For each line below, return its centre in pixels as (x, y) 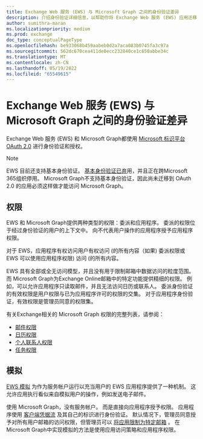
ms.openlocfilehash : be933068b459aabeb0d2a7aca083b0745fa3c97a (88, 46)
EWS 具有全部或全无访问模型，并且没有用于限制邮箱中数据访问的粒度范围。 (100, 271)
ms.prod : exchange (29, 35)
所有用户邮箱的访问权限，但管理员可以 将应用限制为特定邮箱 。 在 (98, 422)
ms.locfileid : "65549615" (39, 74)
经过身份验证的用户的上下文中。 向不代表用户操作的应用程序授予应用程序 (102, 230)
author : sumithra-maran (36, 23)
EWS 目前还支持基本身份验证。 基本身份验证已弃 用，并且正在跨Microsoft (97, 171)
